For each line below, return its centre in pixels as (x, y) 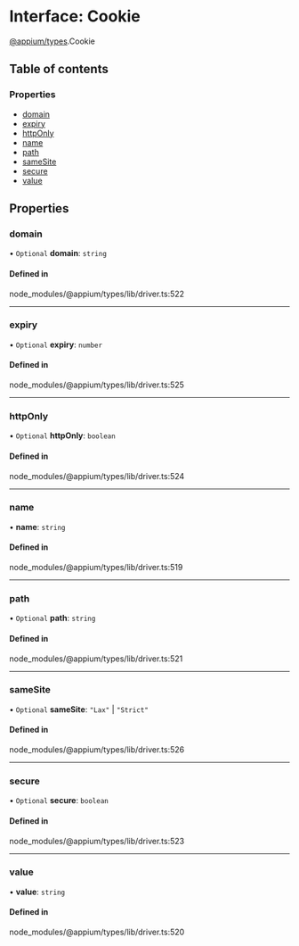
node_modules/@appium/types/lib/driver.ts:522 (97, 294)
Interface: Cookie (75, 17)
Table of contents (59, 69)
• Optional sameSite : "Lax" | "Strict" (79, 709)
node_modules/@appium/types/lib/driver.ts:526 (97, 750)
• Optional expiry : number (56, 344)
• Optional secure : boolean (59, 801)
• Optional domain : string (58, 253)
